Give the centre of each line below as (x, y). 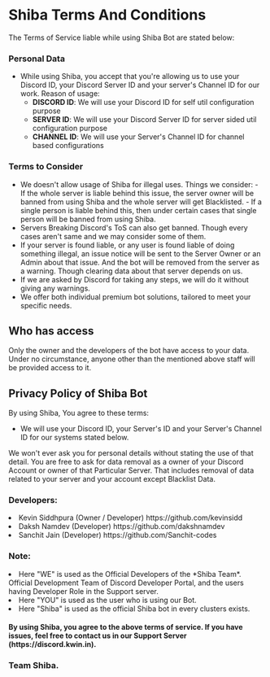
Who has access (51, 331)
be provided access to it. (50, 368)
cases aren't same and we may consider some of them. (113, 236)
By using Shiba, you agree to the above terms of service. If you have (126, 627)
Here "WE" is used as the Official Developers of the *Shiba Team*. (130, 574)
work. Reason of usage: (60, 94)
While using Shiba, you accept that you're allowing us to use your (130, 76)
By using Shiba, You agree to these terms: (78, 413)
